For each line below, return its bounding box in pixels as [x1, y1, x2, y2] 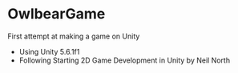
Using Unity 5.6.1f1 [18, 47, 80, 56]
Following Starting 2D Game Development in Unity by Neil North [18, 55, 230, 65]
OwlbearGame [7, 5, 106, 23]
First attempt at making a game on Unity [7, 31, 140, 41]
